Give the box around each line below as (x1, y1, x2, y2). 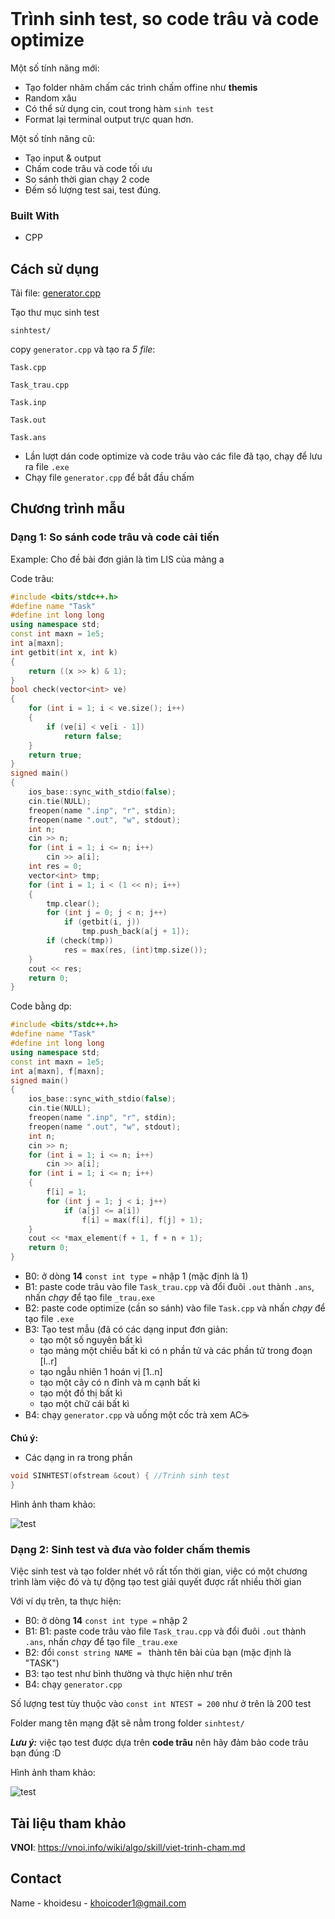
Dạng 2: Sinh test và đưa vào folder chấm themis (10, 1542, 251, 1556)
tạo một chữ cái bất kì (39, 1398, 130, 1410)
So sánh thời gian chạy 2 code (24, 173, 150, 185)
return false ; (63, 731, 123, 741)
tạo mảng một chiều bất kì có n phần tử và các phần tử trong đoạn (39, 1345, 313, 1357)
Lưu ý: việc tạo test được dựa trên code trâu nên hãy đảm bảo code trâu (10, 1737, 309, 1749)
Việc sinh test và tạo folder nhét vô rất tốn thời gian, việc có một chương (10, 1565, 308, 1577)
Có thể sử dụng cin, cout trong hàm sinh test (24, 102, 215, 114)
